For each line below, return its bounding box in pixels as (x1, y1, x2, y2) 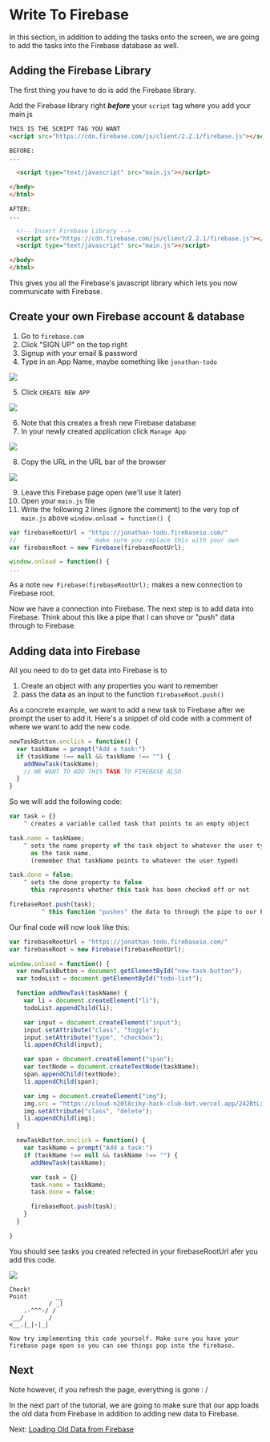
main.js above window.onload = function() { (20, 513, 171, 523)
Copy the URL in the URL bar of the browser (20, 457, 167, 467)
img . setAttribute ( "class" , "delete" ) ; (23, 1107, 153, 1115)
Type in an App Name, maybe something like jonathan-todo (20, 357, 217, 366)
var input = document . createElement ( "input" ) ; (23, 1018, 182, 1027)
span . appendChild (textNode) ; (23, 1070, 121, 1078)
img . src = (23, 1100, 57, 1108)
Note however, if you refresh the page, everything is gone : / (9, 1384, 208, 1394)
